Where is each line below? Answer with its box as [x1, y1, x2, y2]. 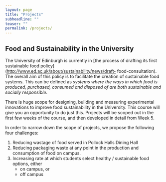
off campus [19, 171, 44, 177]
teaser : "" [5, 21, 28, 26]
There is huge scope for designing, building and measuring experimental [5, 99, 155, 105]
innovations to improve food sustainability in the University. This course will [5, 104, 160, 110]
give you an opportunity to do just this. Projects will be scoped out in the [5, 109, 154, 115]
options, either [12, 161, 42, 167]
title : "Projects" [5, 12, 43, 17]
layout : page [5, 7, 32, 12]
